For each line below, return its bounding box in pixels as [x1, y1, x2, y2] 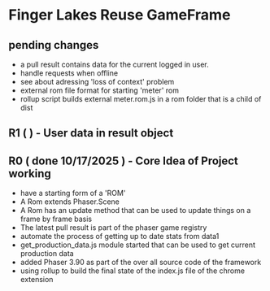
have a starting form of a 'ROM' [20, 189, 126, 198]
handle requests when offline [20, 68, 119, 78]
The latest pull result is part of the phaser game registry [20, 223, 207, 232]
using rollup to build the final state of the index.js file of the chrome [20, 266, 246, 276]
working [8, 167, 51, 180]
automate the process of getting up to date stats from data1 [20, 232, 220, 241]
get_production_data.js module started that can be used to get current [20, 240, 256, 250]
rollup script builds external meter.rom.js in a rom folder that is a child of [20, 94, 262, 103]
